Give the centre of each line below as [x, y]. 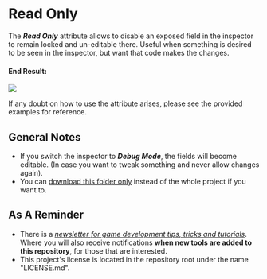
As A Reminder [46, 215]
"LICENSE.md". [45, 268]
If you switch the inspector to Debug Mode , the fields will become [128, 156]
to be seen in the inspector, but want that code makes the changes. [119, 52]
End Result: [28, 71]
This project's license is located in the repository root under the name [134, 259]
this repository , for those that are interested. [93, 250]
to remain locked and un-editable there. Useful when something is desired [130, 44]
